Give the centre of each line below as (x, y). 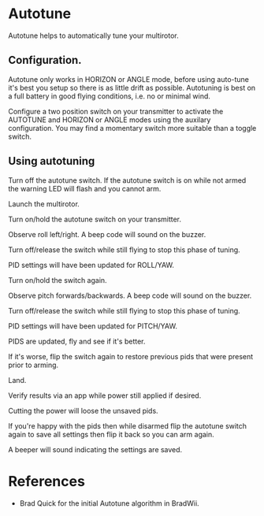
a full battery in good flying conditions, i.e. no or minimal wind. (110, 96)
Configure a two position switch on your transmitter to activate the (116, 111)
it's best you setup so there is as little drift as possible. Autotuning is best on (132, 87)
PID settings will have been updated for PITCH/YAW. (93, 326)
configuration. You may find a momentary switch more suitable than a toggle (132, 128)
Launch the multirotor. (44, 204)
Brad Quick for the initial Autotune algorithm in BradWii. (109, 503)
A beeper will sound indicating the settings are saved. (95, 449)
